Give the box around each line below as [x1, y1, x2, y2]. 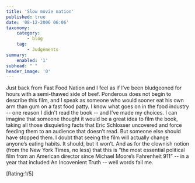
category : [16, 30, 41, 36]
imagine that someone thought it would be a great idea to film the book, [6, 115, 178, 123]
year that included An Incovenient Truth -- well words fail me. [6, 159, 154, 166]
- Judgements [27, 47, 59, 53]
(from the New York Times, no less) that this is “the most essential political [6, 147, 185, 154]
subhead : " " [6, 63, 38, 69]
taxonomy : [6, 25, 30, 31]
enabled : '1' [16, 57, 48, 63]
